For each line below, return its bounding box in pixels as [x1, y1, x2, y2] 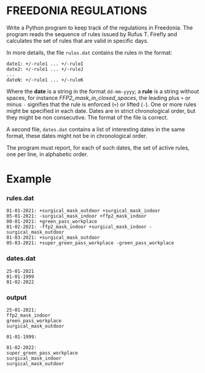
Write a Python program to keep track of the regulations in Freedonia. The [6, 24, 193, 31]
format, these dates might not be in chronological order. [6, 132, 147, 139]
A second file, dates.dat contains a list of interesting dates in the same [6, 125, 185, 133]
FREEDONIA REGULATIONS [6, 4, 147, 18]
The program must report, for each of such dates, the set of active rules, [6, 144, 190, 151]
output [6, 293, 27, 301]
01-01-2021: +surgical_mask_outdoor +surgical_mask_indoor [6, 208, 161, 214]
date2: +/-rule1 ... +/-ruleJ [6, 66, 84, 72]
